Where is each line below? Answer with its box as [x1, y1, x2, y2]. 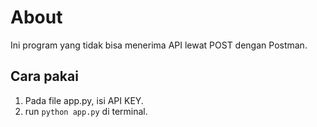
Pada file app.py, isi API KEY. [24, 94, 144, 106]
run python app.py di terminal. [24, 105, 148, 117]
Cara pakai [10, 68, 79, 85]
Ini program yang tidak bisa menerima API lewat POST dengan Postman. [10, 39, 308, 51]
